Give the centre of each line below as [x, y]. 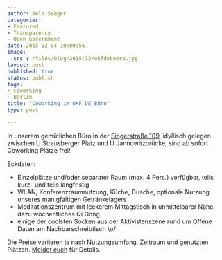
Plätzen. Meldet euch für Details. [54, 249]
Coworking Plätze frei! [39, 150]
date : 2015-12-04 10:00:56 [46, 46]
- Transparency [29, 33]
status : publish [31, 78]
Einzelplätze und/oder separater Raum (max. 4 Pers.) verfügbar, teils [115, 177]
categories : [24, 20]
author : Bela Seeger [37, 13]
